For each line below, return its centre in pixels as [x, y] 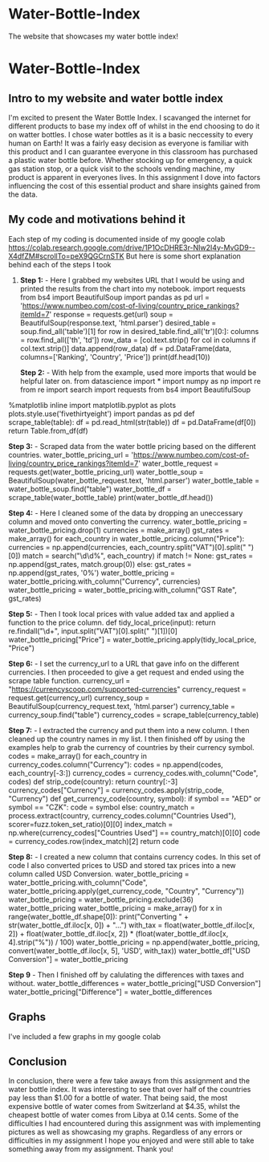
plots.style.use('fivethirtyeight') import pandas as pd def [102, 414]
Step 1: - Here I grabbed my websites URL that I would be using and [132, 280]
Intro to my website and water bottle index [116, 98]
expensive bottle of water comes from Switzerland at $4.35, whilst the [124, 1107]
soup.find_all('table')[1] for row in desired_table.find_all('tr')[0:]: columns [139, 331]
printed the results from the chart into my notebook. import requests [133, 288]
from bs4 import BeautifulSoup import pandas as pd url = [115, 297]
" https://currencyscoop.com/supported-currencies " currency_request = [128, 689]
